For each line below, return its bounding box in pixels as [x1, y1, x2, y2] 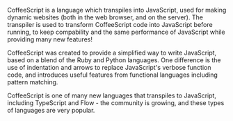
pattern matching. [7, 78, 58, 86]
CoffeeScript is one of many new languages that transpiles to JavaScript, [7, 91, 217, 100]
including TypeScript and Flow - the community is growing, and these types [7, 99, 225, 106]
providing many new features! [7, 35, 93, 44]
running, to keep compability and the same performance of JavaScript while [7, 28, 225, 36]
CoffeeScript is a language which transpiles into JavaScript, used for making [7, 6, 227, 14]
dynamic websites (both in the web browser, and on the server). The [7, 13, 204, 21]
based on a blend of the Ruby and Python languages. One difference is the [7, 56, 221, 64]
